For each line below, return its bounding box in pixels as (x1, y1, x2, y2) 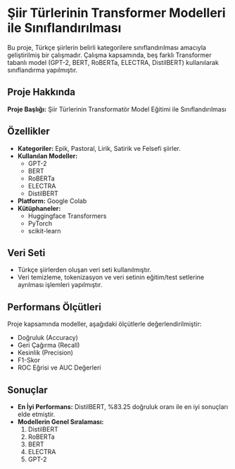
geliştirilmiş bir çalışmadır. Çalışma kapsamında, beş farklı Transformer (7, 51, 212, 59)
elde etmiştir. (17, 410, 56, 418)
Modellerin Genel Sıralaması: (17, 418, 104, 426)
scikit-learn (27, 226, 61, 235)
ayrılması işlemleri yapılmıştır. (17, 281, 103, 289)
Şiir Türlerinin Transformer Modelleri (7, 5, 227, 21)
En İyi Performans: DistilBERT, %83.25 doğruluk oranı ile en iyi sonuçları (17, 403, 229, 410)
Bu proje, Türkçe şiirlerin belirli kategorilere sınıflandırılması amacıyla (7, 43, 206, 51)
